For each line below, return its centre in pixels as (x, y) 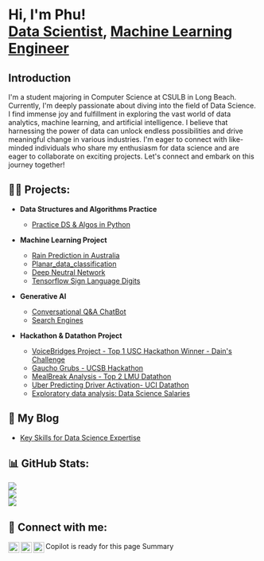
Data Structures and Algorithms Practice (88, 209)
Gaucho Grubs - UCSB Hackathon (87, 367)
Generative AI (43, 296)
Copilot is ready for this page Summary (110, 547)
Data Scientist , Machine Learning (120, 31)
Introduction (40, 78)
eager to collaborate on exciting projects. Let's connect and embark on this (131, 156)
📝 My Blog (34, 419)
